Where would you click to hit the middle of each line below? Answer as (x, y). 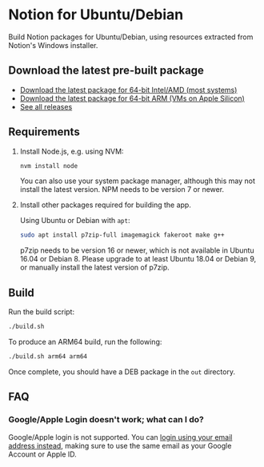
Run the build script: (41, 312)
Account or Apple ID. (43, 454)
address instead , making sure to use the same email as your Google (120, 445)
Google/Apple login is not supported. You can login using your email (120, 437)
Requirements (44, 132)
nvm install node (49, 166)
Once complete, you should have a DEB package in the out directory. (122, 371)
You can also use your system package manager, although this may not (138, 181)
